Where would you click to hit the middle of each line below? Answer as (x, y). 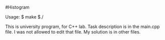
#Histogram (17, 7)
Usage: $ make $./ (24, 17)
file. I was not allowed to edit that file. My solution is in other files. (73, 32)
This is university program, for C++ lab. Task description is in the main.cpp (82, 26)
